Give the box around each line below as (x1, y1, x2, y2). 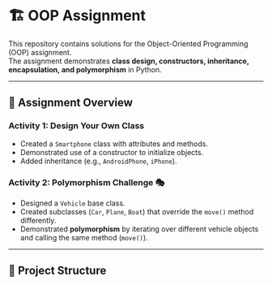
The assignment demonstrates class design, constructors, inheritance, (8, 56, 249, 66)
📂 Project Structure (8, 264, 107, 278)
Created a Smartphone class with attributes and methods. (19, 139, 209, 149)
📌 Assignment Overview (8, 96, 134, 110)
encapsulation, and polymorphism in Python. (8, 64, 162, 74)
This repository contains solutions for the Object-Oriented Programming (8, 38, 249, 49)
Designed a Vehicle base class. (19, 198, 125, 208)
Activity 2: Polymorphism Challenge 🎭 (8, 176, 165, 188)
